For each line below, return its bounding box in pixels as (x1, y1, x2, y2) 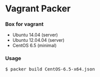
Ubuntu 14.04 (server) (12, 32, 58, 38)
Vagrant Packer (5, 3, 71, 14)
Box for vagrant (5, 21, 44, 28)
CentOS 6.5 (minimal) (12, 43, 56, 49)
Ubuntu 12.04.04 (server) (12, 37, 65, 43)
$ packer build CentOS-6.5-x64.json (5, 66, 95, 72)
